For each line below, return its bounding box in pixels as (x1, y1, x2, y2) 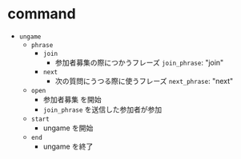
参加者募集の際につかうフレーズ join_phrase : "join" (54, 58, 224, 67)
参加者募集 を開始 (42, 94, 102, 104)
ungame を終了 (42, 141, 94, 151)
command (7, 5, 77, 23)
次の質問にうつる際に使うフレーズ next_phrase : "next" (54, 76, 234, 85)
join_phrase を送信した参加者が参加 (42, 105, 163, 114)
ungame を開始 (42, 123, 94, 133)
